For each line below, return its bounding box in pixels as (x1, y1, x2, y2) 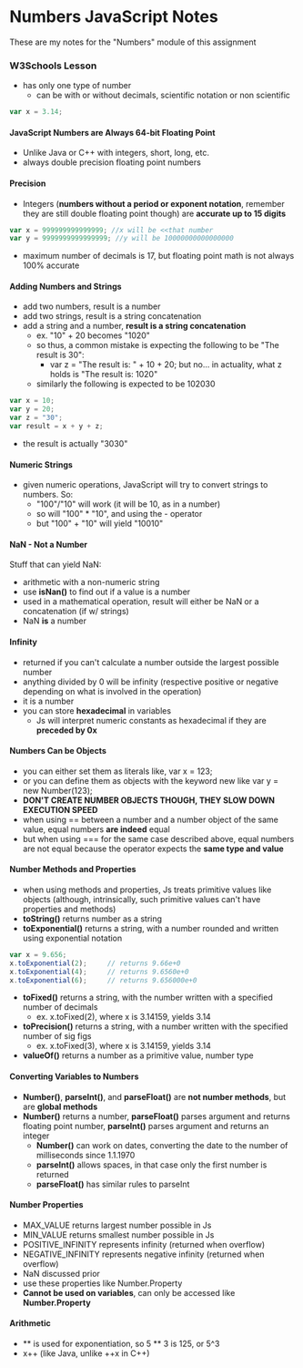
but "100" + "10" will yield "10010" (35, 518, 164, 530)
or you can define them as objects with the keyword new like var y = (22, 775, 279, 786)
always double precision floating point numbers (22, 157, 202, 168)
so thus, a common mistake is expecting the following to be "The (35, 340, 279, 351)
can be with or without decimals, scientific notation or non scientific (35, 89, 291, 101)
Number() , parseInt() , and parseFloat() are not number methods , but (22, 1091, 287, 1102)
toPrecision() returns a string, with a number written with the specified (22, 1021, 288, 1032)
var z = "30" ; (9, 413, 64, 423)
